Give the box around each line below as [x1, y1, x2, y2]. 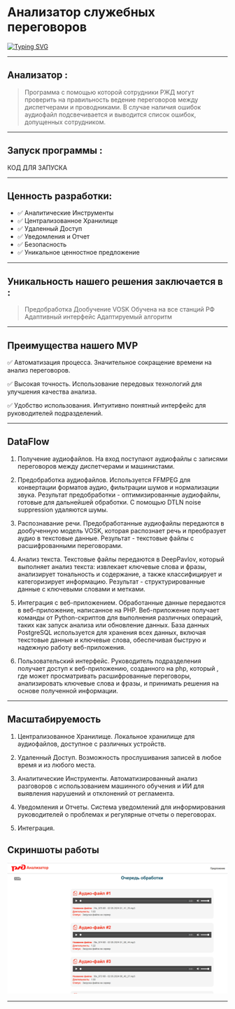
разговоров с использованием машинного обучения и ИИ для [17, 782, 205, 790]
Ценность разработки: [7, 190, 113, 202]
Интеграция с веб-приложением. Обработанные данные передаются [17, 598, 226, 607]
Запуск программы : [7, 145, 103, 156]
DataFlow [7, 436, 50, 448]
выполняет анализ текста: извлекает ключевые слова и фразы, [17, 562, 207, 570]
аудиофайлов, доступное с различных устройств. [17, 740, 166, 748]
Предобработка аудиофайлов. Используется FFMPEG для [17, 475, 191, 484]
